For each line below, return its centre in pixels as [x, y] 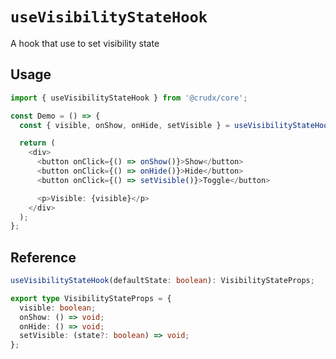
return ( [37, 143]
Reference [43, 257]
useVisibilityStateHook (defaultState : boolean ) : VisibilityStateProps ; [162, 281]
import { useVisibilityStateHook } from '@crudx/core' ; [129, 98]
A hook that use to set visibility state [85, 43]
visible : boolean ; [58, 308]
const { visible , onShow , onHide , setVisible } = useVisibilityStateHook [176, 125]
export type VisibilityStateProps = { [91, 298]
